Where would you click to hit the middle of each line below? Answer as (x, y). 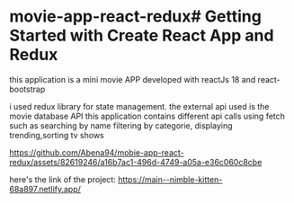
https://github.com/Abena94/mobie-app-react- (97, 152)
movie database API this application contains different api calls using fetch (147, 116)
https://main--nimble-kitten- (170, 179)
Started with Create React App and (142, 35)
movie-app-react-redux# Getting (136, 17)
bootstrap (27, 89)
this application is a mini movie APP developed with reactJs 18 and (133, 79)
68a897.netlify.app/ (45, 189)
